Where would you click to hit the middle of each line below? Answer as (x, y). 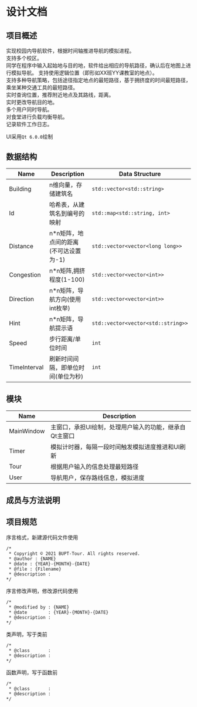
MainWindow (27, 431)
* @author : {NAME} (33, 558)
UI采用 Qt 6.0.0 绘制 (30, 137)
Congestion (25, 275)
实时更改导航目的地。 (32, 102)
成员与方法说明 (33, 501)
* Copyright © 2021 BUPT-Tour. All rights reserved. (74, 553)
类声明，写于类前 (27, 634)
